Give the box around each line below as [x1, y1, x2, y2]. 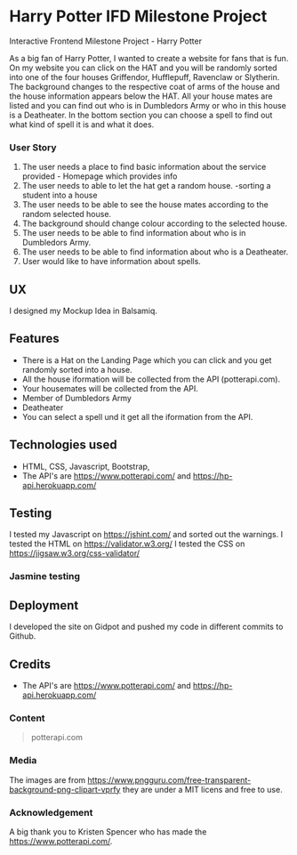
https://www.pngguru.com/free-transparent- [87, 774, 252, 785]
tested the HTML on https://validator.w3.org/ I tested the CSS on [9, 538, 245, 549]
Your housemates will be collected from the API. [21, 383, 198, 393]
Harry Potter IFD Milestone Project [9, 6, 268, 27]
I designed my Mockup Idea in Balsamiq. [9, 305, 158, 317]
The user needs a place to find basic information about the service [21, 162, 267, 173]
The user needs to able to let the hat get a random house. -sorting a [21, 181, 271, 191]
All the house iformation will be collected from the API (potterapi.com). [21, 374, 281, 384]
